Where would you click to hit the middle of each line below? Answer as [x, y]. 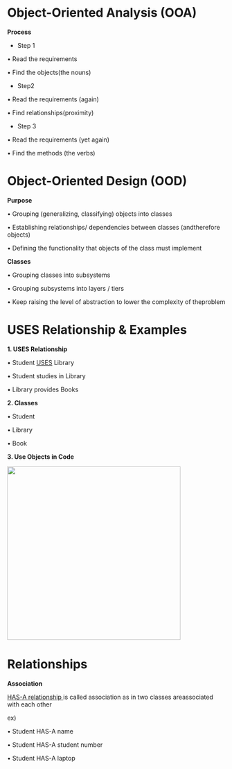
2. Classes [23, 403]
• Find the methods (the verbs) [51, 153]
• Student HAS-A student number [55, 745]
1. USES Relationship [37, 349]
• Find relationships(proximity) [51, 112]
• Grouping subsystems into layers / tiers [66, 288]
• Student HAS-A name [41, 731]
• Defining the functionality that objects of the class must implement [105, 248]
